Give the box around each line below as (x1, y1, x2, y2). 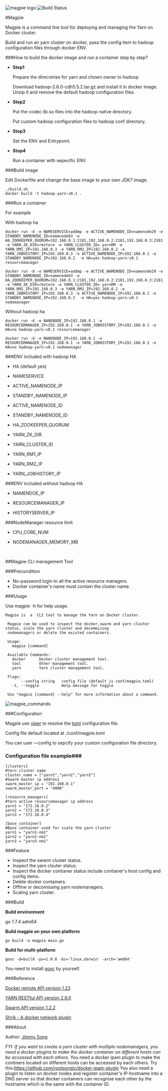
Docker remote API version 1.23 (5, 985, 71, 991)
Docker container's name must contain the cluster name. (12, 583, 130, 589)
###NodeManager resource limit (5, 519, 73, 525)
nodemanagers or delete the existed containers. (7, 630, 112, 635)
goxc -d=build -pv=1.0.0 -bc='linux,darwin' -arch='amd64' (5, 957, 132, 962)
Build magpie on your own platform (5, 928, 80, 934)
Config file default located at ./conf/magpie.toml (5, 730, 105, 736)
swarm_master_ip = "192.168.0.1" (5, 781, 75, 787)
